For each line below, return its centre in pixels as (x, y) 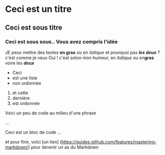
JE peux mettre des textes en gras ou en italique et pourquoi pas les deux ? (82, 52)
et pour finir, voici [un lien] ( (33, 142)
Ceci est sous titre (34, 28)
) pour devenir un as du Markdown (63, 147)
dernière (21, 98)
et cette (20, 92)
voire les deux (20, 63)
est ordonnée (26, 103)
